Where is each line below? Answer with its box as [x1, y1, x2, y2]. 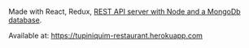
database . [8, 15, 42, 25]
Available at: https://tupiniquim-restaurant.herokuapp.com [8, 31, 203, 40]
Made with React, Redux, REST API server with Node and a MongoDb [8, 7, 242, 16]
